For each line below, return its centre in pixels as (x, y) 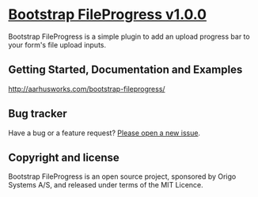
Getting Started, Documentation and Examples (125, 70)
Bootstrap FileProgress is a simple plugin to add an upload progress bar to (129, 36)
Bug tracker (38, 114)
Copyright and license (64, 157)
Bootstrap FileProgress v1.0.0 (108, 15)
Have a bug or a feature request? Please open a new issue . (104, 133)
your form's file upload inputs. (57, 44)
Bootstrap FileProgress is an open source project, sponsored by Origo (122, 176)
